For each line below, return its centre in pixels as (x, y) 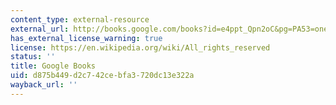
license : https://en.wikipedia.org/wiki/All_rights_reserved (140, 47)
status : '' (33, 57)
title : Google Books (53, 66)
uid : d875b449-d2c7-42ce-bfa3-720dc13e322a (102, 76)
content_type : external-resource (80, 19)
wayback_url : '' (44, 85)
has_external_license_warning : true (86, 38)
